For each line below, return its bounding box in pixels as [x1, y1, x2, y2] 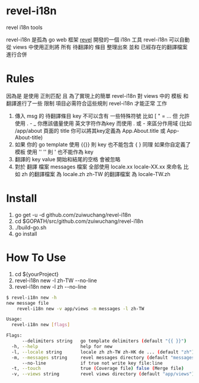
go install [14, 230, 37, 237]
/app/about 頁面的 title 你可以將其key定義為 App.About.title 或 [14, 127, 166, 134]
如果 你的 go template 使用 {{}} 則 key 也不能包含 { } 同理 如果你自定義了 [14, 141, 191, 148]
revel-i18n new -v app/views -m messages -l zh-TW [17, 305, 145, 312]
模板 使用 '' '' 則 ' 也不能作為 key [14, 148, 94, 155]
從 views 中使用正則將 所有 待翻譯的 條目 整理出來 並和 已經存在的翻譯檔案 [6, 43, 188, 50]
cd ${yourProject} [14, 270, 59, 277]
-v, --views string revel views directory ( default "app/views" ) [11, 371, 195, 377]
